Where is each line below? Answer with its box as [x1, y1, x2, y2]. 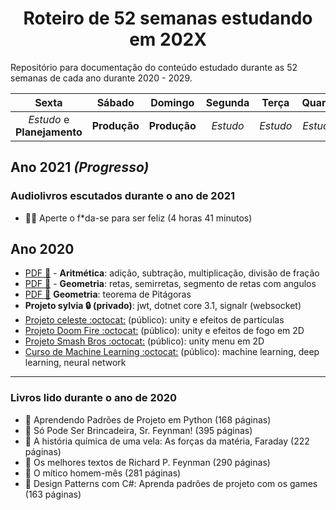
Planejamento [15, 125, 83, 139]
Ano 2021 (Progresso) [10, 159, 150, 176]
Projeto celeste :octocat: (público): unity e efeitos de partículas [24, 314, 285, 326]
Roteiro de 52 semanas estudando [23, 7, 313, 30]
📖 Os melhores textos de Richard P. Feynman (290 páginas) [24, 456, 271, 468]
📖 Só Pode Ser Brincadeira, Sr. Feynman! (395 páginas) [24, 424, 253, 436]
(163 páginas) [24, 488, 82, 500]
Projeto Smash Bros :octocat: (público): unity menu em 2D [24, 335, 265, 347]
